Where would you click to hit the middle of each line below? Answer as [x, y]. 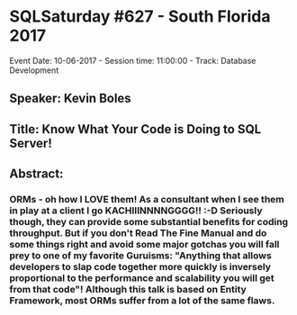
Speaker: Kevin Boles [71, 99]
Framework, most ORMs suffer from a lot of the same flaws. [142, 301]
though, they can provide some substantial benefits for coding [149, 222]
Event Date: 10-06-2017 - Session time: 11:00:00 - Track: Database [133, 60]
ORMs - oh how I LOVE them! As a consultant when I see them [147, 200]
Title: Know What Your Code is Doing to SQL [135, 129]
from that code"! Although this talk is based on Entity [128, 290]
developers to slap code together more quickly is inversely [140, 267]
